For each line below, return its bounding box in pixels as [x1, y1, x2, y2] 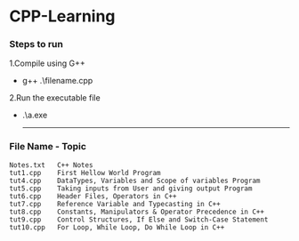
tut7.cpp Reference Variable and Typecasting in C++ [9, 199, 221, 208]
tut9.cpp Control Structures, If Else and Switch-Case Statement [9, 215, 269, 224]
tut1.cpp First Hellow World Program [9, 168, 162, 177]
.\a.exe [21, 109, 48, 121]
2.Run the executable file [9, 92, 101, 103]
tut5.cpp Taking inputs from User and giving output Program [9, 184, 253, 193]
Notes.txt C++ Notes [9, 160, 93, 170]
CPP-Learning [9, 6, 116, 27]
